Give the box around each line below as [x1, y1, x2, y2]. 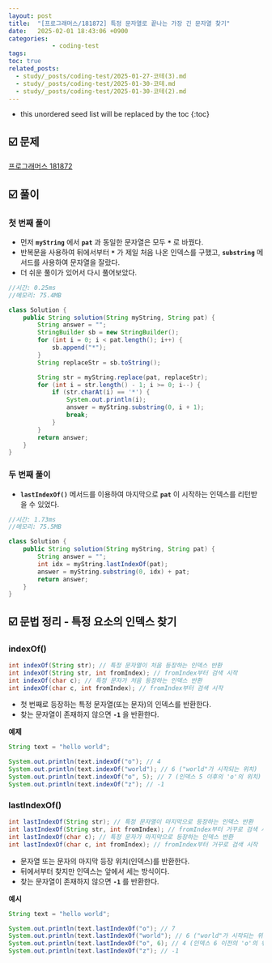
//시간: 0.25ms [8, 283, 57, 292]
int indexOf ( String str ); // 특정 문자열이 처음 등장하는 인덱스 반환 [8, 661, 223, 669]
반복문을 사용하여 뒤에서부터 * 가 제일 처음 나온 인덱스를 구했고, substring [19, 247, 255, 257]
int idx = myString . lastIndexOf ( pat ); [37, 560, 168, 568]
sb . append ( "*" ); [51, 343, 107, 352]
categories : [8, 34, 49, 43]
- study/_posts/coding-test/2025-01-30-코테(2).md [15, 87, 187, 96]
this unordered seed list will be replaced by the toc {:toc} [19, 109, 210, 119]
